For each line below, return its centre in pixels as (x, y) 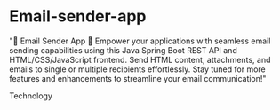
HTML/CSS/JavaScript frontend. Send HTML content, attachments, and (140, 59)
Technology (31, 96)
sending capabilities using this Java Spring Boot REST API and (123, 50)
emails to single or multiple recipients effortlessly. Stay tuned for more (138, 69)
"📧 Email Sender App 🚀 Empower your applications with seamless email (140, 41)
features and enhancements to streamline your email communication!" (138, 78)
